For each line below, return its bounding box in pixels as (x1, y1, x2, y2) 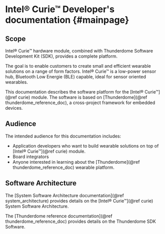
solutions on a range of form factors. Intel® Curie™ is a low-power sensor (5, 68, 156, 74)
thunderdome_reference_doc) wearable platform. (12, 164, 115, 170)
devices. (5, 105, 23, 111)
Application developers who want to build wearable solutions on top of (12, 143, 159, 149)
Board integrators (12, 153, 49, 160)
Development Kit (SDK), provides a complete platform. (5, 53, 118, 59)
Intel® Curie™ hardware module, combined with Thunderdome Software (5, 48, 153, 54)
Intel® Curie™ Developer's (5, 4, 115, 15)
